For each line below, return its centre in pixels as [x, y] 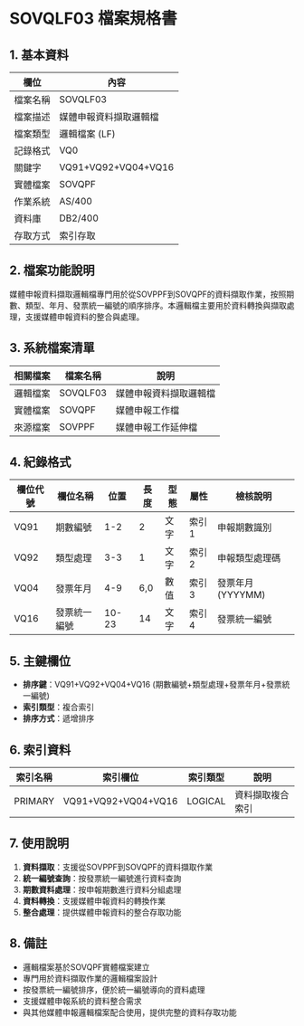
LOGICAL [206, 802]
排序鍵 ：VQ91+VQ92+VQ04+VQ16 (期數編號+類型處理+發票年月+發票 [152, 685]
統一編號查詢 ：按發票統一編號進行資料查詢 [102, 878]
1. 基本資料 [39, 55]
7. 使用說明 [39, 844]
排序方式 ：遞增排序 [58, 718]
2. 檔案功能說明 [52, 271]
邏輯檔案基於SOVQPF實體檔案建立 [86, 967]
